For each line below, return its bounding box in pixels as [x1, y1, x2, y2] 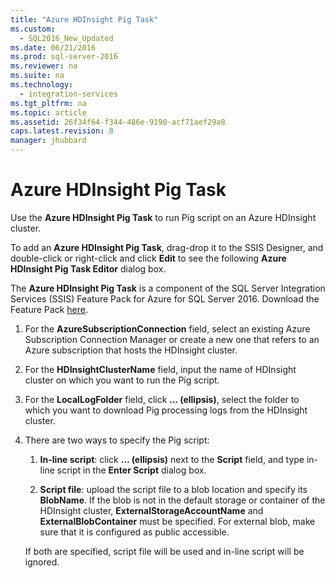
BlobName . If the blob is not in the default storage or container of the [39, 494, 326, 506]
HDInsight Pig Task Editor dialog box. [10, 262, 167, 275]
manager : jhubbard [10, 136, 87, 146]
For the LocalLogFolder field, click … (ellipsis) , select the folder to [24, 393, 300, 405]
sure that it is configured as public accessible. [39, 526, 230, 538]
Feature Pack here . [10, 303, 88, 315]
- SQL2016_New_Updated [19, 33, 114, 43]
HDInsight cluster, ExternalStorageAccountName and [39, 504, 264, 516]
